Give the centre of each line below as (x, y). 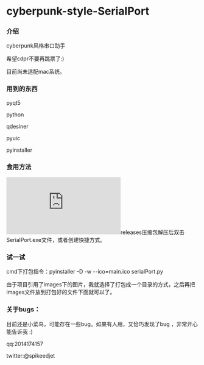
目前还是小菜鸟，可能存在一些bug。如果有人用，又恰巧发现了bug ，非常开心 (102, 324)
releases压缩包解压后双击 (153, 232)
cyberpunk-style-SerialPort (78, 11)
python (15, 115)
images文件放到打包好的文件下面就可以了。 (61, 292)
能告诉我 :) (20, 331)
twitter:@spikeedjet (31, 355)
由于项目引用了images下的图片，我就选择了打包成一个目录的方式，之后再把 (101, 285)
